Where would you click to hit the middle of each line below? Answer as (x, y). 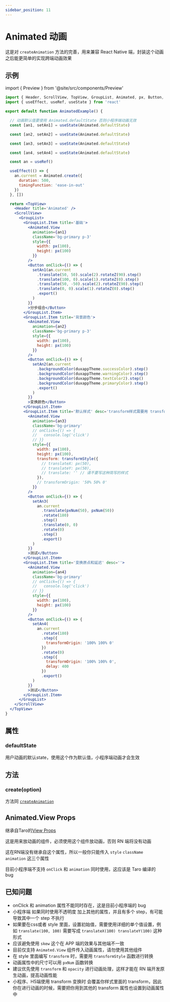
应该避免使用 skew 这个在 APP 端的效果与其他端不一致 (68, 943)
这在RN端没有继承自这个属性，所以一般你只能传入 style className (74, 852)
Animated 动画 (36, 37)
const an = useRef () (31, 162)
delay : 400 (57, 667)
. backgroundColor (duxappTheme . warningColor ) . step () (93, 374)
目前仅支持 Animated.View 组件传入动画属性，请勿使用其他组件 (77, 950)
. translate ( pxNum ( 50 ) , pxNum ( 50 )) (78, 511)
